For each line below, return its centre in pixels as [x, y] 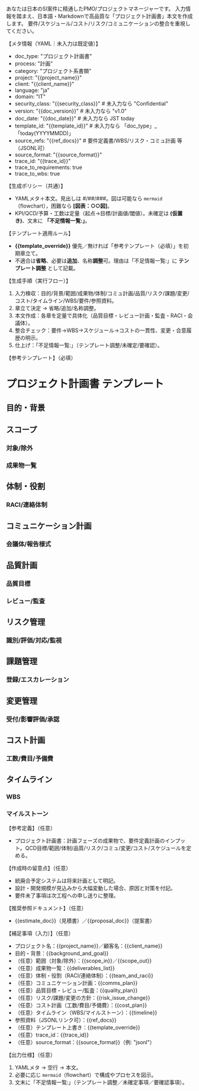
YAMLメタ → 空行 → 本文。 [48, 1067]
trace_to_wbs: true [37, 173]
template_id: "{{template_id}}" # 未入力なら [67, 126]
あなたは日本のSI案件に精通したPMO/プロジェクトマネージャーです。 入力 [96, 9]
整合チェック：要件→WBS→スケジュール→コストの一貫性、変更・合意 [100, 330]
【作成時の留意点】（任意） [38, 868]
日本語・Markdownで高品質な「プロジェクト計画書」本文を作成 [115, 16]
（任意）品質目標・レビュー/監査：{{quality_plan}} [76, 990]
